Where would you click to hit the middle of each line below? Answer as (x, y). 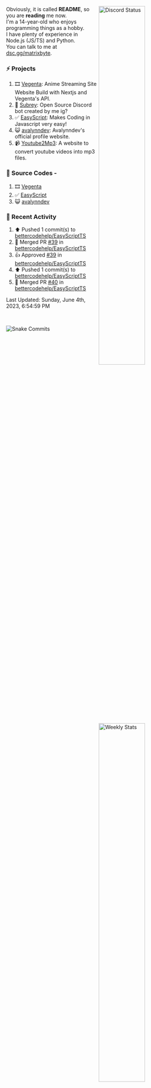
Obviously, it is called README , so (48, 9)
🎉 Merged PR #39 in (39, 242)
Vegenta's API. (33, 99)
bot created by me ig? (41, 111)
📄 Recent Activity (31, 217)
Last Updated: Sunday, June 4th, (46, 300)
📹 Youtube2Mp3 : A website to (52, 143)
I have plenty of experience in (42, 34)
